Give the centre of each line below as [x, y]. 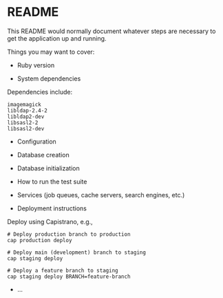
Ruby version [36, 65]
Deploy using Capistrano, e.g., [50, 221]
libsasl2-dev [26, 128]
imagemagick [24, 104]
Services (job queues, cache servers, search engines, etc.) [101, 195]
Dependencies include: [40, 92]
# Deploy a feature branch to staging [63, 270]
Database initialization [49, 168]
